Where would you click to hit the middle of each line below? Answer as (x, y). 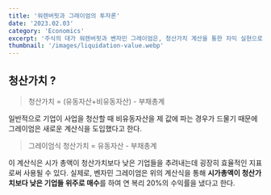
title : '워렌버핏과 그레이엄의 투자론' (64, 16)
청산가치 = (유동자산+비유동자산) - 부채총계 (96, 101)
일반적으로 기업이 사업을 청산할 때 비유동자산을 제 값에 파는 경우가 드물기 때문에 (133, 118)
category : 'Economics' (46, 31)
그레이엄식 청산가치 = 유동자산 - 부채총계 (92, 145)
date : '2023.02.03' (41, 23)
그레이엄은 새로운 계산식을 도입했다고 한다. (75, 128)
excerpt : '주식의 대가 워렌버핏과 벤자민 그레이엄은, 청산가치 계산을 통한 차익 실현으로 (136, 38)
